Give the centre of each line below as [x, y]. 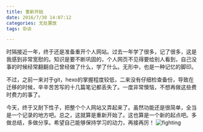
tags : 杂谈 [19, 29]
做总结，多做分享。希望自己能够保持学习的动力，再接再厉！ [80, 123]
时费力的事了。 [25, 95]
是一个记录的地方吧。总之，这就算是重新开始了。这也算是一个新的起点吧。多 [101, 115]
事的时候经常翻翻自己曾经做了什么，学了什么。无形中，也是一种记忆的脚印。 [101, 67]
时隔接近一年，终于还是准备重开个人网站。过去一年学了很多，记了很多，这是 [101, 52]
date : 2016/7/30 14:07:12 [39, 17]
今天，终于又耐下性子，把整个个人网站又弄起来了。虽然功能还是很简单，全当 [101, 108]
